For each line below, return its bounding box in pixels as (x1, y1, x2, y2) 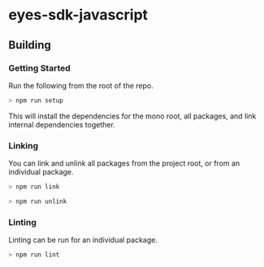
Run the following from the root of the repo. (8, 80, 154, 90)
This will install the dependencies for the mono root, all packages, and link (8, 111, 257, 121)
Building (8, 38, 51, 52)
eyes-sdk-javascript (8, 6, 149, 24)
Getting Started (8, 62, 71, 74)
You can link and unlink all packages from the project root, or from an (8, 158, 240, 168)
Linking (8, 140, 39, 151)
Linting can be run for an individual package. (8, 235, 158, 245)
